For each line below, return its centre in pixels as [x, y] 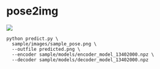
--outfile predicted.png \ [46, 49]
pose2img [32, 11]
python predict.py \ [33, 38]
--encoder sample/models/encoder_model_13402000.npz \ [83, 54]
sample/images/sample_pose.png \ [54, 44]
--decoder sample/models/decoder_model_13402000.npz [80, 60]
